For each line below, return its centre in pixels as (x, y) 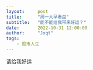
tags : (13, 38)
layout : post (27, 11)
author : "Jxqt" (30, 33)
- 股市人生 (28, 44)
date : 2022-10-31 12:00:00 (47, 28)
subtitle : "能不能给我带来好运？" (46, 22)
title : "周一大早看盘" (37, 17)
